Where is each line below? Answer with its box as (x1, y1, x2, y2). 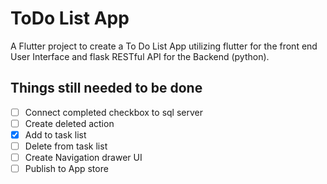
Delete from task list (24, 140, 108, 152)
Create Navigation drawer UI (24, 152, 143, 163)
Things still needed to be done (10, 80, 203, 97)
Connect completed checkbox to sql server (24, 106, 204, 118)
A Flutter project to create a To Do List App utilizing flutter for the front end (10, 40, 318, 52)
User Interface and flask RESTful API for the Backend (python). (10, 50, 270, 62)
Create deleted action (24, 117, 115, 129)
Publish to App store (24, 163, 109, 175)
